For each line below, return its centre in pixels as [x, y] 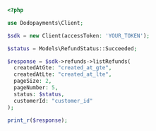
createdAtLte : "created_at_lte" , [63, 74]
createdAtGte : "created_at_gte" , [63, 68]
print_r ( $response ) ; [38, 120]
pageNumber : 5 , [36, 88]
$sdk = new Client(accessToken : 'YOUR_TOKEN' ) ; [79, 35]
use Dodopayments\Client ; [45, 23]
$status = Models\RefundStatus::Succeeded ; [72, 49]
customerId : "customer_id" [53, 101]
